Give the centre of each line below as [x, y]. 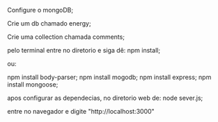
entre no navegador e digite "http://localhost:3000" [81, 111]
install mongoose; [33, 85]
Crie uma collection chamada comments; [66, 37]
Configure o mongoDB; [40, 10]
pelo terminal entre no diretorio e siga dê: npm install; [84, 50]
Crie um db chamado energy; [49, 23]
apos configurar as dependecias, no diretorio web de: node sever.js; [105, 98]
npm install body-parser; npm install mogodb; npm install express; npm [109, 77]
